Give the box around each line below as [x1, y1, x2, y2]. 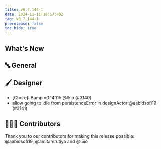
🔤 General [5, 61, 37, 70]
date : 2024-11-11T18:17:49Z [5, 12, 64, 17]
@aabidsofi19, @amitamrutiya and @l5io [5, 138, 88, 144]
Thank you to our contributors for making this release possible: [5, 133, 135, 139]
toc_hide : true [5, 26, 37, 31]
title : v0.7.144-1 [5, 7, 43, 12]
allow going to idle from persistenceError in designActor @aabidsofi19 [12, 100, 157, 106]
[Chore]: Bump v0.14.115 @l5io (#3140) [12, 94, 92, 100]
